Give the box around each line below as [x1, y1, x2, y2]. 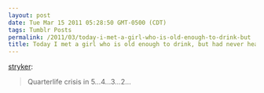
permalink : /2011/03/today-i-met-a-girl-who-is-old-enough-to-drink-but [8, 33, 251, 41]
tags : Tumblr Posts [8, 26, 72, 34]
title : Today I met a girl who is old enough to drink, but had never [8, 41, 244, 48]
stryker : [8, 62, 34, 71]
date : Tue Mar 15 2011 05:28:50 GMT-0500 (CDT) [8, 19, 167, 27]
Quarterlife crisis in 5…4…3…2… [27, 77, 131, 87]
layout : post [8, 11, 51, 20]
